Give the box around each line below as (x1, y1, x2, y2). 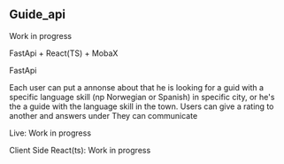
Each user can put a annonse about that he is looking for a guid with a (9, 82, 264, 92)
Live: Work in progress (9, 128, 91, 138)
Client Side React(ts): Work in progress (9, 144, 151, 155)
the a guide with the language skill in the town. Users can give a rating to (9, 101, 274, 112)
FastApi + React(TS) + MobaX (9, 48, 119, 59)
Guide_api (9, 7, 66, 22)
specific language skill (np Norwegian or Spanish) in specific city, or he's (9, 91, 275, 102)
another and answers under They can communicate (9, 110, 198, 121)
